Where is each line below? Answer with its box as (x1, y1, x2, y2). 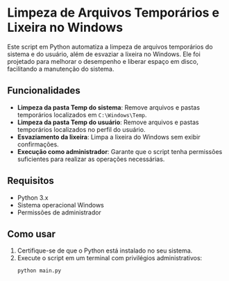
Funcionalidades (7, 85, 81, 96)
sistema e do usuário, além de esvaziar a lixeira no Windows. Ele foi (7, 50, 201, 58)
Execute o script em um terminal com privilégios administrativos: (17, 254, 203, 262)
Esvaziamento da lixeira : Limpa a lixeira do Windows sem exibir (17, 133, 201, 141)
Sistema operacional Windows (17, 201, 104, 209)
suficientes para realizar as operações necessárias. (17, 155, 165, 163)
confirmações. (17, 140, 59, 148)
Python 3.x (17, 193, 49, 202)
